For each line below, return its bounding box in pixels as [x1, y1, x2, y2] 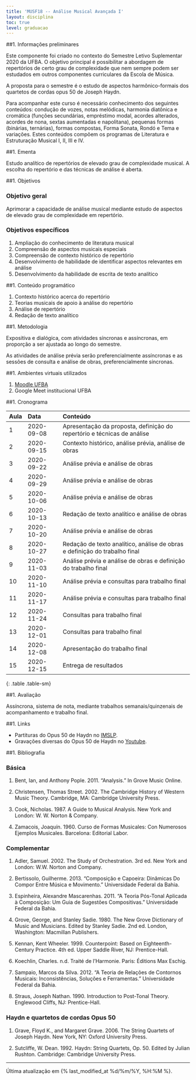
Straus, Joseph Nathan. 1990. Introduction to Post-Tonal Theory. [14, 993, 169, 1000]
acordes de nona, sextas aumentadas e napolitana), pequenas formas [6, 118, 174, 126]
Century [14, 946, 34, 954]
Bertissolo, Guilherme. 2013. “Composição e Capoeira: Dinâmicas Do [14, 875, 180, 882]
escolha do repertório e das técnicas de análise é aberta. [6, 166, 143, 173]
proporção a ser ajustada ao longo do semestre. [6, 340, 121, 348]
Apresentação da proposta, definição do [62, 422, 173, 430]
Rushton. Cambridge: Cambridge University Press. [14, 1051, 136, 1058]
